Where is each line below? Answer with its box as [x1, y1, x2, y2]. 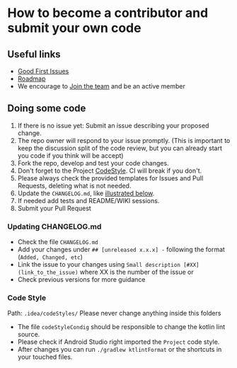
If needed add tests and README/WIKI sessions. [17, 196, 160, 205]
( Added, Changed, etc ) [17, 253, 83, 261]
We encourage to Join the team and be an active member [17, 82, 186, 90]
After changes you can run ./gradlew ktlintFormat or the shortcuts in [17, 345, 222, 354]
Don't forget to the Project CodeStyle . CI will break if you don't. [17, 166, 202, 175]
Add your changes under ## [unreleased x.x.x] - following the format [17, 246, 225, 254]
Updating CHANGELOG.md [7, 222, 102, 231]
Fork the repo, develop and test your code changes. [17, 159, 169, 167]
